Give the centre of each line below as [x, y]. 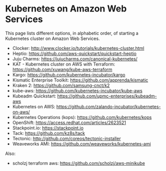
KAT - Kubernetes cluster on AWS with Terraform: [64, 64]
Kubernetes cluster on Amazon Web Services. [52, 38]
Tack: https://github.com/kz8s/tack [48, 133]
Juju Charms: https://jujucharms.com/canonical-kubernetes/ [75, 58]
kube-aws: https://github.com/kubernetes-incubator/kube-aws [77, 90]
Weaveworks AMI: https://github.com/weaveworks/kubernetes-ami [81, 143]
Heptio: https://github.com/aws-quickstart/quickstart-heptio [74, 53]
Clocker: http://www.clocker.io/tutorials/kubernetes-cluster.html [78, 48]
